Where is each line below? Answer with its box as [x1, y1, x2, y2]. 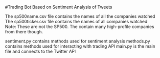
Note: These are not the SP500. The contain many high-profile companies [5, 24, 154, 29]
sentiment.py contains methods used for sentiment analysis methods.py [5, 38, 150, 44]
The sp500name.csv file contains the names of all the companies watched [5, 14, 156, 19]
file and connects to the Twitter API [5, 48, 76, 54]
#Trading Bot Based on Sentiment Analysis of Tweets [5, 4, 113, 10]
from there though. [5, 29, 43, 34]
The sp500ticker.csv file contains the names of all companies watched [5, 19, 148, 24]
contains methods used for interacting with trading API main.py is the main [5, 43, 156, 49]
